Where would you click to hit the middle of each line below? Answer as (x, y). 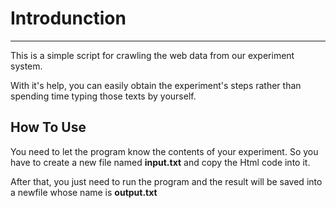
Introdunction (68, 18)
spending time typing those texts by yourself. (103, 96)
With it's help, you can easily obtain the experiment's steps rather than (156, 85)
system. (26, 66)
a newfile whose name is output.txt (84, 192)
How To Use (48, 127)
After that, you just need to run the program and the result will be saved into (166, 181)
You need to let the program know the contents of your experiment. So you (164, 151)
